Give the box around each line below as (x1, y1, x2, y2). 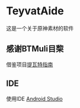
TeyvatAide (6, 4, 64, 18)
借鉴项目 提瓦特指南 (6, 61, 53, 68)
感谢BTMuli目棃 (6, 44, 64, 54)
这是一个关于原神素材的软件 (6, 24, 74, 32)
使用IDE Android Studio (6, 95, 63, 102)
